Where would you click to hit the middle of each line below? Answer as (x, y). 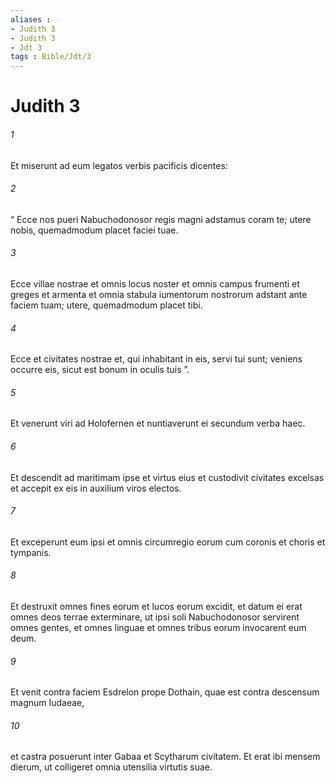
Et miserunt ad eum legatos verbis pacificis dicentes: (119, 165)
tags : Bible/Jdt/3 (51, 57)
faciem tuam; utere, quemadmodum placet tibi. (106, 305)
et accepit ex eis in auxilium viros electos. (96, 488)
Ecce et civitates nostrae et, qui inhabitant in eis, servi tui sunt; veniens (156, 359)
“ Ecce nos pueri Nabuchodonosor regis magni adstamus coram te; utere (161, 219)
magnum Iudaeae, (47, 703)
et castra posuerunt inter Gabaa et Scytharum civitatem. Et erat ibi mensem (165, 757)
